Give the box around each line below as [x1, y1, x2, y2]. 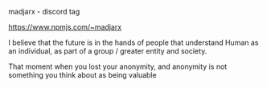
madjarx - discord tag [8, 7, 80, 16]
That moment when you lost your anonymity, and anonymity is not [8, 62, 228, 71]
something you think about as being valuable [8, 70, 157, 79]
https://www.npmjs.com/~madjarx [8, 22, 122, 31]
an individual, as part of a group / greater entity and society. [8, 46, 207, 55]
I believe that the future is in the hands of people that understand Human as [8, 38, 259, 47]
